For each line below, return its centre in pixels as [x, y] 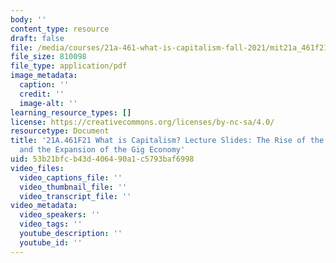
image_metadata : [44, 76]
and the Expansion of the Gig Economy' [102, 150]
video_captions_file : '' [71, 177]
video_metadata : [44, 206]
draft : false [37, 38]
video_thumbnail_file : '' [73, 187]
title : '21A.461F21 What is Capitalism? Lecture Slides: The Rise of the [167, 141]
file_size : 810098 [48, 57]
